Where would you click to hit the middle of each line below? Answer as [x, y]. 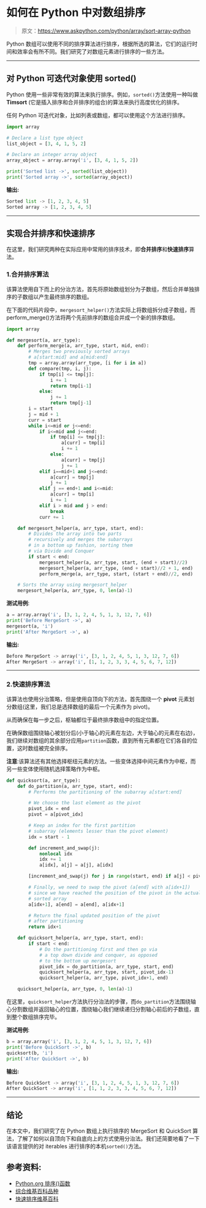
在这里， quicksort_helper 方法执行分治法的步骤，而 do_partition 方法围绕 [99, 1002]
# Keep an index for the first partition [82, 826]
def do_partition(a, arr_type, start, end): [75, 786]
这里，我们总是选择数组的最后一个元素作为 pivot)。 [89, 706]
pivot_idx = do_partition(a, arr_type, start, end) [106, 967]
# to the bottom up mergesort [78, 961]
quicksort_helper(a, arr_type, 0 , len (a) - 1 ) [75, 989]
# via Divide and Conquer [62, 551]
